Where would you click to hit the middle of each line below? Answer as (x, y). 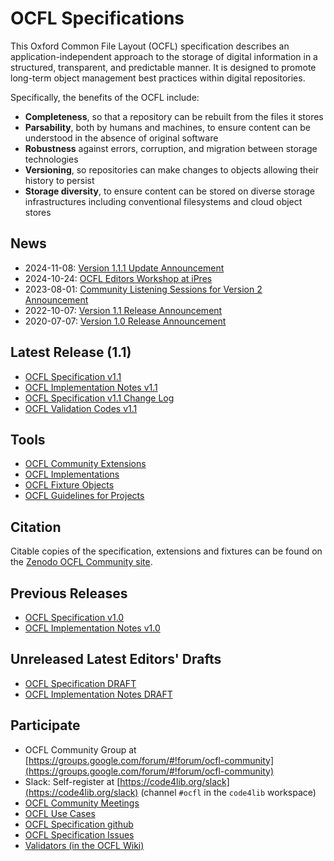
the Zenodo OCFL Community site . (81, 562)
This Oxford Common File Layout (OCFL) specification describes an (150, 46)
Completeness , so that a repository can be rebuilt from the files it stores (174, 116)
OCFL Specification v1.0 (74, 617)
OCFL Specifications (97, 18)
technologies (51, 159)
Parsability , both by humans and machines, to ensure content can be (167, 127)
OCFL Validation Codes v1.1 (81, 408)
